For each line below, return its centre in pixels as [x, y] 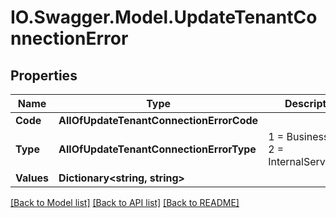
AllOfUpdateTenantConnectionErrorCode [158, 120]
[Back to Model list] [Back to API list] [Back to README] [125, 202]
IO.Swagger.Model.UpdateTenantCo [164, 17]
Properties [44, 75]
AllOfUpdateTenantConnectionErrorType [157, 149]
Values [32, 178]
